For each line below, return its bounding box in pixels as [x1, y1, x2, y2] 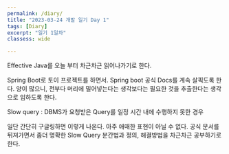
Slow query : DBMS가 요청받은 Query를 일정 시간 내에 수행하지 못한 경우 [7, 108, 204, 116]
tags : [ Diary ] [7, 23, 48, 30]
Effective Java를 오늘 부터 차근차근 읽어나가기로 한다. [7, 61, 152, 69]
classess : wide [7, 36, 51, 43]
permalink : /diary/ [7, 10, 63, 17]
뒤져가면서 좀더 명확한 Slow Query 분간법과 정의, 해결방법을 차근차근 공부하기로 [7, 131, 222, 140]
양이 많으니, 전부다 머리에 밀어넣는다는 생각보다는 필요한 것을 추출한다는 [16, 85, 209, 93]
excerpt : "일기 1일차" [7, 29, 67, 36]
